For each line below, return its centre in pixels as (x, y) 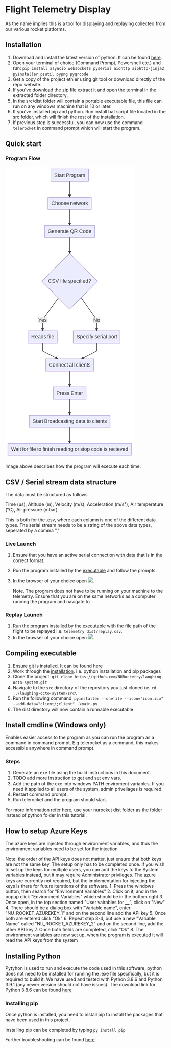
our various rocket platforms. (36, 29)
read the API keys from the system (42, 940)
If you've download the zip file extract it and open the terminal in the (84, 90)
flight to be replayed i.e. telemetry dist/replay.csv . (67, 631)
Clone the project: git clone (42, 676)
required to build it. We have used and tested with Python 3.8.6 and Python (84, 979)
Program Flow (23, 158)
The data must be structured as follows (46, 495)
